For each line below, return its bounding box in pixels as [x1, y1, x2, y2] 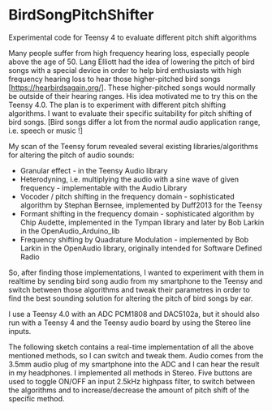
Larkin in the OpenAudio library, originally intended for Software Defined [19, 243, 262, 253]
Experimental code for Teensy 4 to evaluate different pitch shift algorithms [8, 32, 257, 42]
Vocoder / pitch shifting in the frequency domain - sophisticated [19, 191, 235, 201]
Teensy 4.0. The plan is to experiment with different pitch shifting [8, 100, 226, 109]
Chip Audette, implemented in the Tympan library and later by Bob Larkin [19, 217, 265, 227]
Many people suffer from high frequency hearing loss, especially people [8, 48, 250, 58]
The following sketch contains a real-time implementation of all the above [8, 342, 254, 352]
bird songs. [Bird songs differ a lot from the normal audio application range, [8, 117, 261, 126]
